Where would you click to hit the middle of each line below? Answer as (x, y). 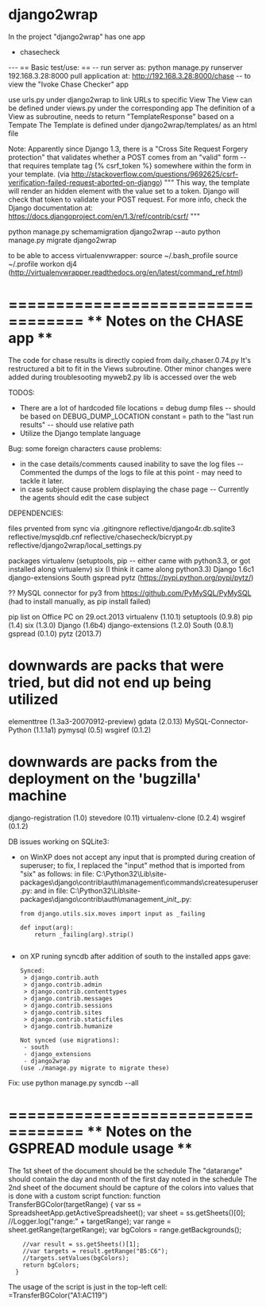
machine (38, 796)
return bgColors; (51, 1265)
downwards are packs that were (116, 666)
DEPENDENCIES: (36, 513)
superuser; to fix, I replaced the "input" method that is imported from (132, 865)
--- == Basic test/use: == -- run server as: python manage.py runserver (126, 67)
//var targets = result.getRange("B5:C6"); (96, 1251)
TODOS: (22, 392)
